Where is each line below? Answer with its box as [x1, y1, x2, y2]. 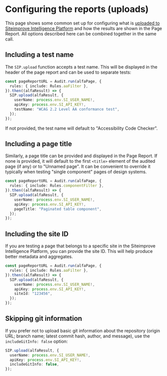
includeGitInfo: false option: [5, 338, 68, 344]
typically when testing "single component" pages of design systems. [5, 169, 147, 175]
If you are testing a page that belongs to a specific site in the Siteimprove [5, 243, 156, 249]
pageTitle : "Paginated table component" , [14, 206, 101, 211]
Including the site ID [5, 229, 69, 238]
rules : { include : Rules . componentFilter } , [9, 183, 104, 188]
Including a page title [5, 140, 72, 148]
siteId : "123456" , [14, 291, 52, 296]
